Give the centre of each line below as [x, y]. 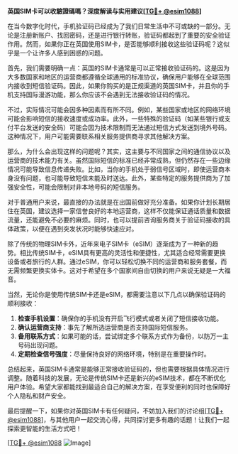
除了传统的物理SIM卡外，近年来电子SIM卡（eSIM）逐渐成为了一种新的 [110, 244]
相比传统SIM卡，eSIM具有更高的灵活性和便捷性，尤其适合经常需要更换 [123, 253]
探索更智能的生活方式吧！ [45, 428]
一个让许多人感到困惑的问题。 [63, 53]
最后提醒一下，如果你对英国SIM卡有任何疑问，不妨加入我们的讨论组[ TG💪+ [116, 411]
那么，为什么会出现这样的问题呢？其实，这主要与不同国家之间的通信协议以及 [119, 151]
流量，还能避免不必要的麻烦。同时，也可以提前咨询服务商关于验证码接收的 [116, 220]
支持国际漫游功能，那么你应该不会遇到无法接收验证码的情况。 [103, 94]
